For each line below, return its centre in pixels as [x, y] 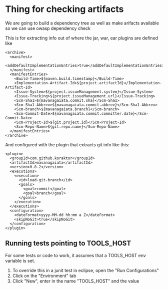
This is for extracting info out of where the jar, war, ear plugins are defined [82, 38]
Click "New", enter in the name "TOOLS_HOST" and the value [76, 281]
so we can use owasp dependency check [48, 28]
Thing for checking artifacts [64, 9]
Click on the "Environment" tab [44, 276]
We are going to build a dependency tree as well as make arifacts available [82, 23]
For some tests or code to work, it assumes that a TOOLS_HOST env [75, 255]
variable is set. [20, 261]
